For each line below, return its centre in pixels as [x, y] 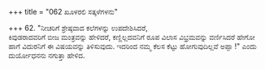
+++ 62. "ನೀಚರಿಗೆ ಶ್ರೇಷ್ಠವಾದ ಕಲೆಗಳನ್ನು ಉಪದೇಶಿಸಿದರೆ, [78, 28]
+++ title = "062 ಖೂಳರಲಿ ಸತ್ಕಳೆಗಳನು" [63, 12]
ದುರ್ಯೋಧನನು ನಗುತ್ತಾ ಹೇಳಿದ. [47, 55]
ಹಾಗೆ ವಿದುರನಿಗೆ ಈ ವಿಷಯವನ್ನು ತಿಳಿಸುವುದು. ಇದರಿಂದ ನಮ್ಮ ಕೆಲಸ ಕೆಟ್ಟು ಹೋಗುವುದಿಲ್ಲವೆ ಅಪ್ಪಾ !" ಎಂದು [133, 46]
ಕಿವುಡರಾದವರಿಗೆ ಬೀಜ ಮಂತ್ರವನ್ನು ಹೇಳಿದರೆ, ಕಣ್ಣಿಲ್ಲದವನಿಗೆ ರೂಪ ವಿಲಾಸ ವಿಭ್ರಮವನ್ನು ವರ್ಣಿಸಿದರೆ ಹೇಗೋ [132, 37]
